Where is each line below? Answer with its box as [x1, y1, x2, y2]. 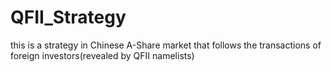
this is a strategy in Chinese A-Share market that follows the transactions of [10, 39, 322, 51]
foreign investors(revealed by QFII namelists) [10, 49, 195, 61]
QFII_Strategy [10, 6, 127, 29]
